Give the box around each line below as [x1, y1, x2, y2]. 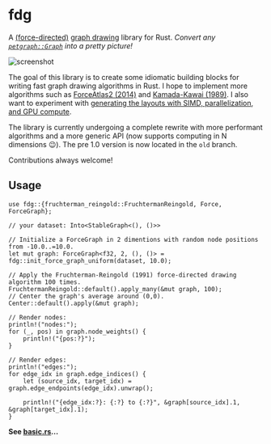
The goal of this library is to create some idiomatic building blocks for [8, 72, 239, 82]
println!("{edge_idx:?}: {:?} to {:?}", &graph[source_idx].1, [23, 398, 241, 406]
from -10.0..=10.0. [8, 243, 74, 251]
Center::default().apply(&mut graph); [8, 299, 139, 307]
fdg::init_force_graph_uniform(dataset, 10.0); [8, 256, 172, 264]
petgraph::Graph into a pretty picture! [8, 40, 133, 50]
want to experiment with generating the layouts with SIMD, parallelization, [8, 98, 254, 108]
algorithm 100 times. [8, 277, 82, 286]
